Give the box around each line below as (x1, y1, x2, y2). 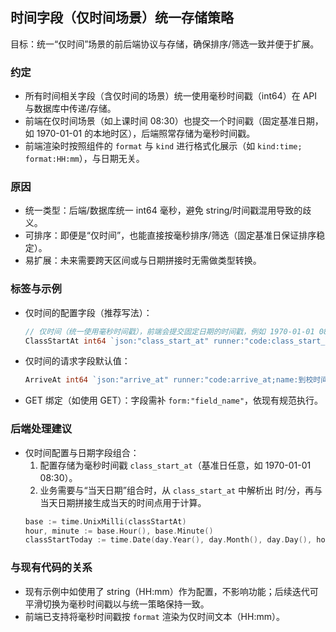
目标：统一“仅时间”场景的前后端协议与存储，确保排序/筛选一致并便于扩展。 (10, 38, 320, 50)
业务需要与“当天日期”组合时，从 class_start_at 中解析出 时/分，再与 (39, 484, 323, 496)
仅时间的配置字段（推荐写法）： (24, 306, 153, 318)
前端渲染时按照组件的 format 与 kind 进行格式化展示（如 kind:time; (24, 140, 303, 152)
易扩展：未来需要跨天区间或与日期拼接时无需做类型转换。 (24, 254, 262, 267)
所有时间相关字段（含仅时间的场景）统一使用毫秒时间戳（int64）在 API (24, 90, 318, 102)
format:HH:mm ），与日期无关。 (24, 153, 145, 165)
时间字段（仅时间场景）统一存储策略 (10, 9, 234, 27)
